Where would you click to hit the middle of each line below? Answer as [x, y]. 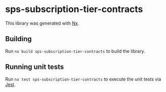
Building [18, 39]
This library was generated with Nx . [42, 23]
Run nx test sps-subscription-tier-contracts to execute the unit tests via [83, 79]
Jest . [11, 84]
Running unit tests [35, 67]
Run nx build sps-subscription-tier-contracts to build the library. [75, 51]
